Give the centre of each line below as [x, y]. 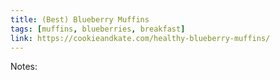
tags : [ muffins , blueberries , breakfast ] [98, 29]
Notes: [24, 67]
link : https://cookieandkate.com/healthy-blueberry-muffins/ [140, 38]
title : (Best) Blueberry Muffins [80, 19]
